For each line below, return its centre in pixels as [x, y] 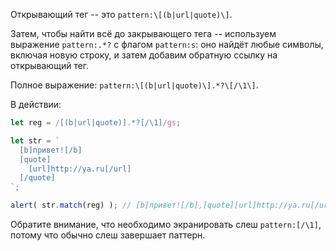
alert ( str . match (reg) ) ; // [71, 205]
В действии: [36, 104]
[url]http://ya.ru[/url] [80, 169]
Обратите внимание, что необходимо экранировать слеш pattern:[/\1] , [166, 224]
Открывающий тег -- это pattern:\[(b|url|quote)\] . [121, 14]
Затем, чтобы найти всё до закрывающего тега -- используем [143, 33]
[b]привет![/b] [51, 150]
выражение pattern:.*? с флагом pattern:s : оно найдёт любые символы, [167, 44]
